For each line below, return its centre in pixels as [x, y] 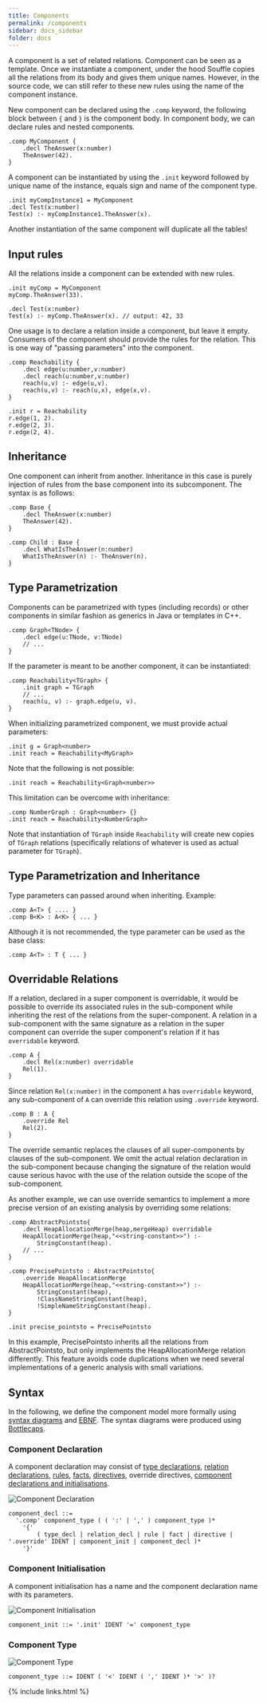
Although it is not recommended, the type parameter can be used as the [127, 931]
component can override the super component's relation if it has [114, 1032]
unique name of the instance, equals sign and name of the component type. [133, 186]
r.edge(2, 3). [32, 425]
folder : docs [30, 38]
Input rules [36, 254]
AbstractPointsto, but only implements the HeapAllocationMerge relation [127, 1350]
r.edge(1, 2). [32, 419]
